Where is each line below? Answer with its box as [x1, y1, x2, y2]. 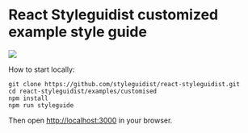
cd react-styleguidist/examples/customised [8, 87, 158, 95]
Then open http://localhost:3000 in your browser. [8, 115, 173, 125]
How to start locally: [8, 64, 75, 74]
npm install [8, 94, 48, 102]
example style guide [8, 23, 148, 41]
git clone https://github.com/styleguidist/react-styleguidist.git [8, 80, 241, 88]
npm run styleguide [8, 101, 74, 110]
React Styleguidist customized [8, 6, 219, 24]
